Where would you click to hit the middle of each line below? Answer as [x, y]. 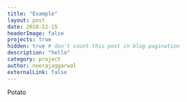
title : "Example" [33, 14]
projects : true [29, 40]
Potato [17, 92]
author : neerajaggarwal [42, 66]
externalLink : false [37, 72]
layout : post [26, 20]
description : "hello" [39, 53]
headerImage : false [36, 33]
